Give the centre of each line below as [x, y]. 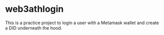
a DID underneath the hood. [34, 28]
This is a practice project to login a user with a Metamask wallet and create [82, 23]
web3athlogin [34, 9]
